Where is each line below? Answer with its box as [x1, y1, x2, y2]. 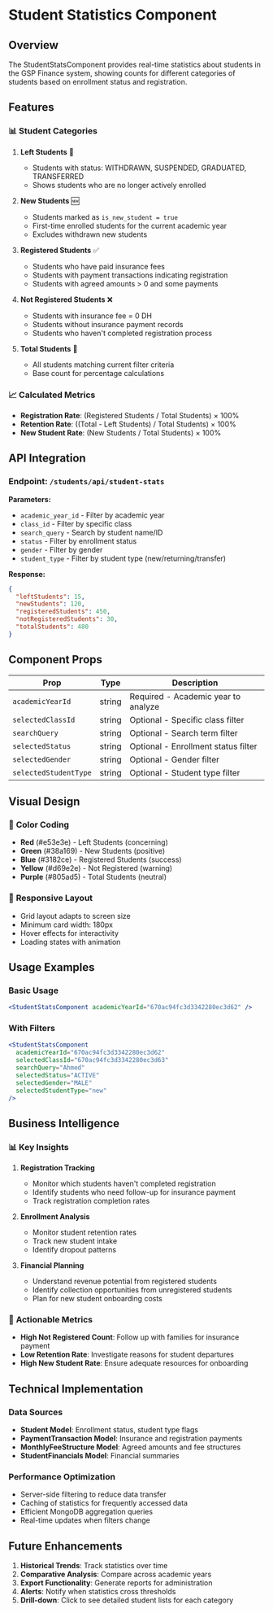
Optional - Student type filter [129, 767, 240, 778]
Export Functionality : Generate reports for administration [19, 1578, 213, 1588]
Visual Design [8, 795, 80, 808]
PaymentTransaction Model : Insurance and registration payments [19, 1434, 243, 1444]
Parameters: [8, 494, 51, 504]
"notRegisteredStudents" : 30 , [15, 615, 118, 623]
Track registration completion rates [32, 1196, 150, 1206]
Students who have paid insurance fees [32, 261, 165, 271]
